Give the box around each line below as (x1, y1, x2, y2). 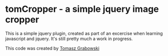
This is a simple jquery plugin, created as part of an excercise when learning (5, 30, 163, 36)
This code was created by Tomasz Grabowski (5, 45, 99, 51)
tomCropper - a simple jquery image (5, 3, 159, 15)
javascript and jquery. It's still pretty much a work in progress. (5, 36, 133, 42)
